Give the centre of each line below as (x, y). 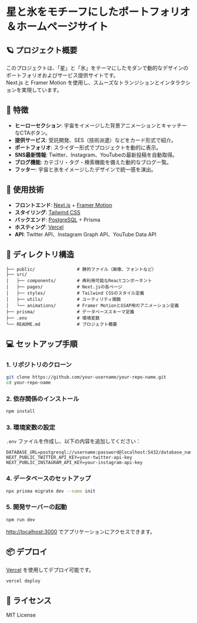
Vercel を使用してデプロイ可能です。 (50, 570)
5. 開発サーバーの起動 (37, 507)
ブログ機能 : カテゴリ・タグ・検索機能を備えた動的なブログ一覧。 (93, 162)
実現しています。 (42, 90)
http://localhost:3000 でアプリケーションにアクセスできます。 (81, 531)
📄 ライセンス (29, 600)
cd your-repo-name (28, 382)
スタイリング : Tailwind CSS (47, 212)
